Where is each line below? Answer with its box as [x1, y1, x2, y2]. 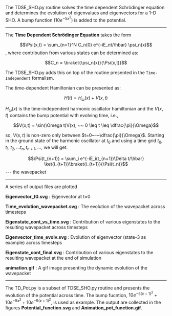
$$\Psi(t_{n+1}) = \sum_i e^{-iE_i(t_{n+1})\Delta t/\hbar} [28, 155, 144, 162]
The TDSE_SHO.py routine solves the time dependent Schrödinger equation [5, 5, 165, 10]
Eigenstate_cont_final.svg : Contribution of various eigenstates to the [5, 249, 154, 255]
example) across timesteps [5, 239, 62, 245]
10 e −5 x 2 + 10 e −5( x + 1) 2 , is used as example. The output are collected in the [5, 298, 161, 305]
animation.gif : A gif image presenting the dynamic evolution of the [5, 264, 147, 270]
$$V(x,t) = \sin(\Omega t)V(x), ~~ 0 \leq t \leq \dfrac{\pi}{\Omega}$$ [13, 122, 159, 128]
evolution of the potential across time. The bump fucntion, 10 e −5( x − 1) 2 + [5, 290, 158, 298]
